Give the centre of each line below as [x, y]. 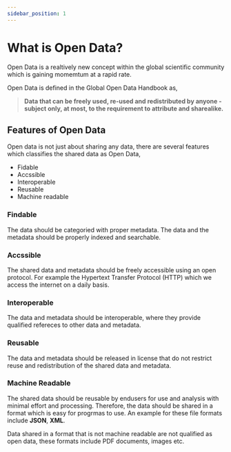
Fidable [28, 167]
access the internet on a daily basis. [58, 285]
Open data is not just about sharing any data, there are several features [108, 147]
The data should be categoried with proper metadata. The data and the [108, 229]
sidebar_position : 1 [37, 13]
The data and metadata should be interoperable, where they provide [104, 318]
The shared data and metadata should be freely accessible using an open [112, 270]
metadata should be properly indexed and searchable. [84, 237]
